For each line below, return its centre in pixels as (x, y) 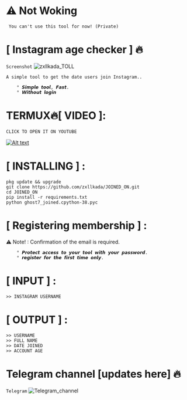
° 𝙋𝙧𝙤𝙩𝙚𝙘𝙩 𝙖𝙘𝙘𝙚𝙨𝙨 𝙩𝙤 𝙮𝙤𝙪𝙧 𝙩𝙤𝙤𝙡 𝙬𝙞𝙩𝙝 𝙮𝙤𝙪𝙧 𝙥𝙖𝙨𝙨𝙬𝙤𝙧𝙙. (82, 252)
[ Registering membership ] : (77, 226)
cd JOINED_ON (22, 192)
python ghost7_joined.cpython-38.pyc (52, 202)
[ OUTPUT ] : (37, 319)
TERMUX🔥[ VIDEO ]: (56, 116)
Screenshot (19, 67)
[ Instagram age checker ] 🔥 (75, 50)
